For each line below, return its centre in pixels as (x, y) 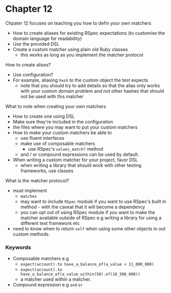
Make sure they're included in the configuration (63, 121)
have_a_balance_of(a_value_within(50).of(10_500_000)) (80, 275)
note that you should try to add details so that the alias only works (90, 86)
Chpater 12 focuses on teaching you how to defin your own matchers (78, 23)
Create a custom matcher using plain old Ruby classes (70, 49)
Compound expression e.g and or (48, 285)
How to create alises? (28, 65)
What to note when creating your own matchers (56, 106)
